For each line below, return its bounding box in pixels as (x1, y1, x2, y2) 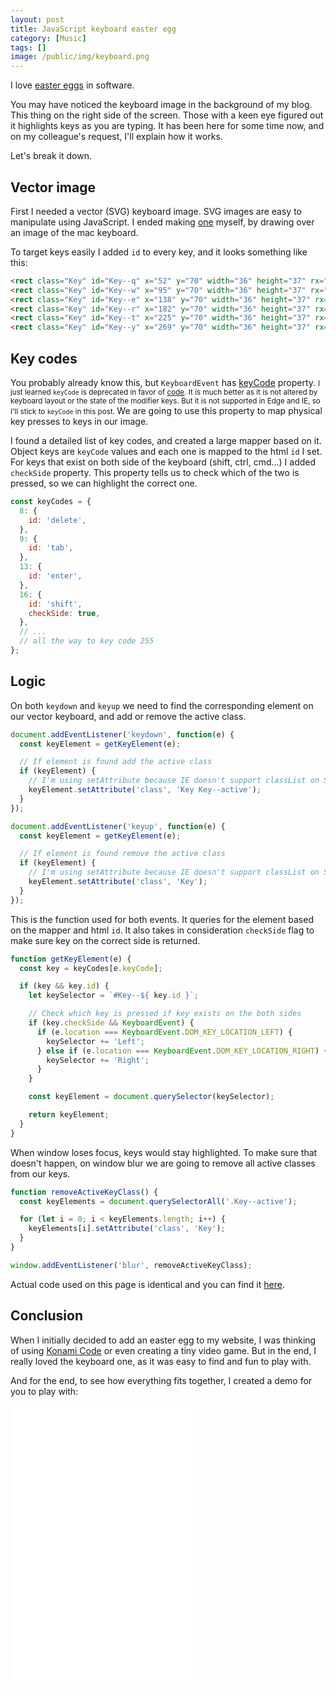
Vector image (10, 179, 96, 196)
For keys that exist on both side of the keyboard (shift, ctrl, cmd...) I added (10, 456, 317, 468)
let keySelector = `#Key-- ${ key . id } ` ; (28, 991, 199, 1001)
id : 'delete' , (28, 515, 87, 525)
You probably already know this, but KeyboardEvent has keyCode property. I (10, 377, 321, 388)
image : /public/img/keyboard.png (10, 52, 150, 62)
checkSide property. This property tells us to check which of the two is (10, 467, 300, 478)
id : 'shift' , (28, 599, 83, 609)
